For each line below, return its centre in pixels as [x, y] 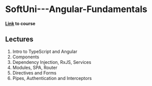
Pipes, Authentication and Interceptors [52, 78]
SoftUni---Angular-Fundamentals [76, 9]
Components [26, 57]
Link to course [20, 23]
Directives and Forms [34, 73]
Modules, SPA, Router [35, 67]
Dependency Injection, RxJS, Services [52, 62]
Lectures [19, 39]
